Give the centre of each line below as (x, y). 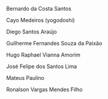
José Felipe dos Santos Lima (42, 66)
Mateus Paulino (25, 78)
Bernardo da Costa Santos (39, 9)
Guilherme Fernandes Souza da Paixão (54, 43)
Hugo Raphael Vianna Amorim (43, 55)
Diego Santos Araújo (31, 32)
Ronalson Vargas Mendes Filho (44, 89)
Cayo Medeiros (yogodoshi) (40, 20)
